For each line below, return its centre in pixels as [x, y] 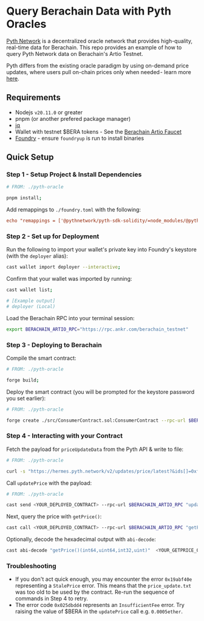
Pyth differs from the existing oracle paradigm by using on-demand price [98, 66]
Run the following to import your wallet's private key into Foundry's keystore [102, 250]
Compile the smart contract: [41, 358]
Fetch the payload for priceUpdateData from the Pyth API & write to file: [95, 449]
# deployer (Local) [31, 306]
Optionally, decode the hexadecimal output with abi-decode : [81, 540]
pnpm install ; [24, 198]
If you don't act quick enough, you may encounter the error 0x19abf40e [104, 579]
